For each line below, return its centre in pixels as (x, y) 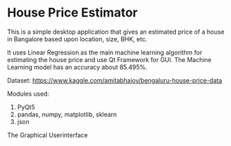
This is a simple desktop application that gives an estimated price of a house (116, 32)
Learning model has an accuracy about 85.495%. (78, 67)
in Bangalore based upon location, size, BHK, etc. (77, 39)
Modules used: (28, 94)
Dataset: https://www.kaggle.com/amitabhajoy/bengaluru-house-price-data (115, 80)
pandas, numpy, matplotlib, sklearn (67, 114)
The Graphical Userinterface (48, 135)
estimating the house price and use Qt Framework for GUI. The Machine (109, 59)
